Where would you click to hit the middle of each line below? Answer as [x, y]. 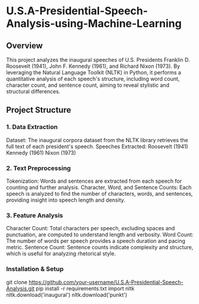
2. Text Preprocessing [39, 168]
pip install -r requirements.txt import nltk [85, 288]
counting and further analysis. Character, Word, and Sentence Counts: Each [99, 187]
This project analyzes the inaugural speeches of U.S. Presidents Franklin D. [98, 60]
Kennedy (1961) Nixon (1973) [41, 152]
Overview [25, 46]
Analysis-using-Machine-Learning [94, 23]
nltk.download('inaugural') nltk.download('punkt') [67, 294]
